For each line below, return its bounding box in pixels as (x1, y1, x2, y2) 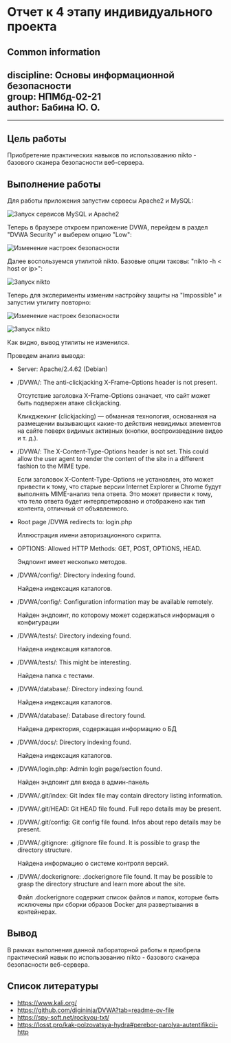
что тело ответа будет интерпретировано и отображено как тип (16, 497, 206, 506)
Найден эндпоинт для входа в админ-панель (16, 778, 150, 787)
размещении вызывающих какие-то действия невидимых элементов (16, 420, 221, 428)
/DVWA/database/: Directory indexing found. (16, 685, 144, 693)
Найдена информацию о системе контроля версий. (16, 860, 169, 868)
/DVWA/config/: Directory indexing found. (16, 571, 136, 579)
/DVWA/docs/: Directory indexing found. (16, 738, 132, 746)
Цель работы (7, 133, 67, 144)
